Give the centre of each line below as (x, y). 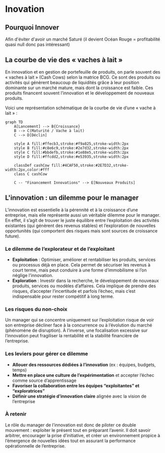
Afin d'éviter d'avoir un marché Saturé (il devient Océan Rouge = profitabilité (83, 39)
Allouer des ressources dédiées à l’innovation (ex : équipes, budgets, (84, 364)
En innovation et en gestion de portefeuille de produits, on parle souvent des (83, 72)
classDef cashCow (32, 165)
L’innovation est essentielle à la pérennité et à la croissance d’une (72, 210)
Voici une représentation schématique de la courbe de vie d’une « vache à (81, 108)
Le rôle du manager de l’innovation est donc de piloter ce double (71, 425)
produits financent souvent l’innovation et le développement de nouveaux (80, 93)
